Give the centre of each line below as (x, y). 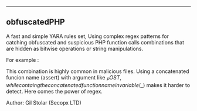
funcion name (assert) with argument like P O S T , (64, 78)
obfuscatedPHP (36, 22)
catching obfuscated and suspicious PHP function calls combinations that (95, 42)
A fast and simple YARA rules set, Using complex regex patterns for (87, 36)
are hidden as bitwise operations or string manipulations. (75, 48)
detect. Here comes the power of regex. (54, 91)
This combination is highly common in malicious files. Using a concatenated (98, 71)
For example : (23, 60)
